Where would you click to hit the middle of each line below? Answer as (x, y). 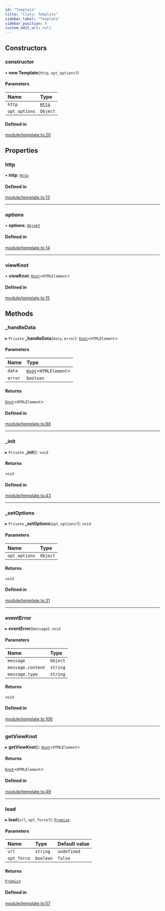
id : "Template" (21, 10)
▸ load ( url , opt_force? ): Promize (37, 819)
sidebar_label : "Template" (33, 19)
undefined (69, 852)
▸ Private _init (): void (27, 452)
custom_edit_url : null (28, 28)
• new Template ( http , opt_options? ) (42, 72)
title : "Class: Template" (31, 14)
